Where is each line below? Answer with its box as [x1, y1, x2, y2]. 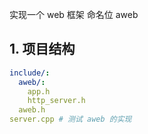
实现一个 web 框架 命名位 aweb [9, 9, 139, 20]
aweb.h [18, 105, 46, 115]
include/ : [9, 68, 51, 78]
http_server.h [27, 96, 86, 106]
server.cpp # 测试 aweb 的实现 [9, 114, 132, 125]
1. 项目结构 [9, 41, 76, 58]
